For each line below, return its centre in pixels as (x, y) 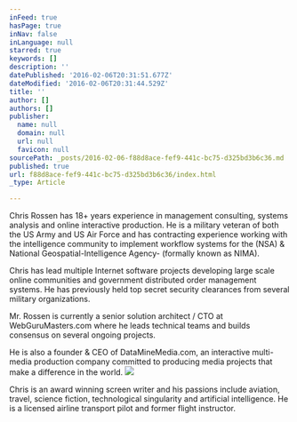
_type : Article (37, 183)
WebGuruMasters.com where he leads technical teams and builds (130, 326)
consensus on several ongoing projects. (82, 335)
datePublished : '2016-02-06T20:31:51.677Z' (91, 76)
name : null (37, 125)
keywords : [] (33, 59)
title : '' (28, 92)
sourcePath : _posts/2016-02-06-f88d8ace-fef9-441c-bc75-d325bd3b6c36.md (147, 158)
